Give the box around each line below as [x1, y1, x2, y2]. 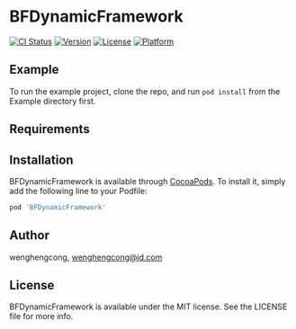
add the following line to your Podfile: [9, 185, 148, 196]
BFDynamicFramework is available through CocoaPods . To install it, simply [9, 175, 286, 186]
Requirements [9, 121, 90, 137]
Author [9, 227, 49, 244]
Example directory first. [9, 95, 96, 106]
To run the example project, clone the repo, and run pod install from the [9, 85, 281, 96]
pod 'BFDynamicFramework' [9, 202, 106, 212]
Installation [9, 152, 74, 167]
